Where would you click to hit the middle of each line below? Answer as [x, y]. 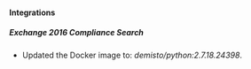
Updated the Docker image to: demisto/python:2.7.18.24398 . [132, 55]
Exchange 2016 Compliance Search [77, 33]
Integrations [32, 12]
